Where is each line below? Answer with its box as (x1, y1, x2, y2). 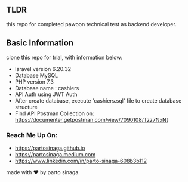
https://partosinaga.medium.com (14, 150, 96, 158)
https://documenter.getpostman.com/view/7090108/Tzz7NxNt (14, 116, 168, 123)
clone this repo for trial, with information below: (6, 54, 123, 61)
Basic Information (6, 38, 74, 48)
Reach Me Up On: (6, 131, 58, 139)
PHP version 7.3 (14, 78, 54, 85)
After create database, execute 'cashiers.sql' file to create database (14, 97, 182, 104)
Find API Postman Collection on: (14, 110, 94, 117)
